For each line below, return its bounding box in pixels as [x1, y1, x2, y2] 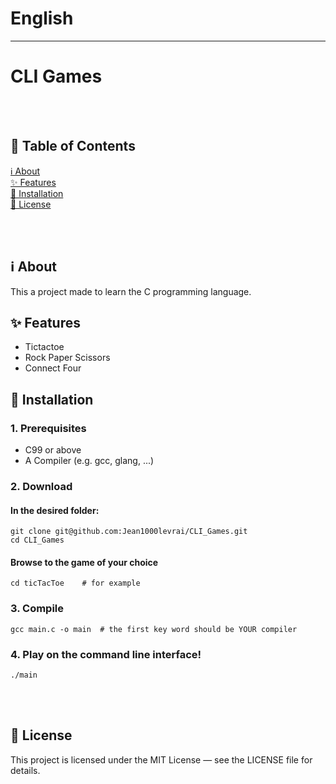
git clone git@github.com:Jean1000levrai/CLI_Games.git [10, 527, 248, 537]
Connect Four [24, 362, 82, 374]
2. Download [10, 479, 73, 493]
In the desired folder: [10, 504, 100, 516]
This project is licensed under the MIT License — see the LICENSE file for [10, 753, 313, 766]
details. [10, 764, 41, 776]
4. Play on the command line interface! [10, 647, 202, 661]
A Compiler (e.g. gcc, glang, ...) [24, 455, 155, 466]
